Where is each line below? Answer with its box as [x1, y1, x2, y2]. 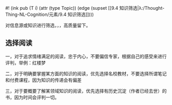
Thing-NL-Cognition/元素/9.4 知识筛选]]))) [5, 11, 94, 17]
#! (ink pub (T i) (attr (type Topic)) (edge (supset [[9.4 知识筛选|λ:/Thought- [5, 5, 165, 11]
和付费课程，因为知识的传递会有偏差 [5, 77, 82, 83]
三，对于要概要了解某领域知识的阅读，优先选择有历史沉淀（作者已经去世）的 [5, 88, 167, 94]
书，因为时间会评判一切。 [5, 94, 59, 100]
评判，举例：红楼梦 [5, 59, 46, 66]
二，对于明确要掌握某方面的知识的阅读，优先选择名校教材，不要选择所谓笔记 [5, 70, 167, 76]
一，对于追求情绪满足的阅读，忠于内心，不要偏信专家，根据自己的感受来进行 [5, 53, 167, 59]
